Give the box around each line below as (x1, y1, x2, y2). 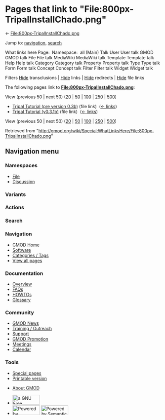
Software (12, 247, 31, 253)
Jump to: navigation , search (5, 39, 62, 45)
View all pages (12, 258, 42, 264)
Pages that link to (5, 3, 78, 15)
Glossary (12, 297, 31, 303)
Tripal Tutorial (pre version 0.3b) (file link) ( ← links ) (12, 103, 117, 109)
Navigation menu (5, 147, 59, 156)
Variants (5, 191, 26, 198)
